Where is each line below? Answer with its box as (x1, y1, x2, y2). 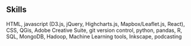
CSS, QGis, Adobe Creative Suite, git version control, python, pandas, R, (6, 27, 183, 34)
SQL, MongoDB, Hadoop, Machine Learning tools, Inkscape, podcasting (6, 32, 182, 40)
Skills (6, 5, 27, 15)
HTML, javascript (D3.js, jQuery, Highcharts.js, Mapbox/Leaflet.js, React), (6, 20, 185, 27)
